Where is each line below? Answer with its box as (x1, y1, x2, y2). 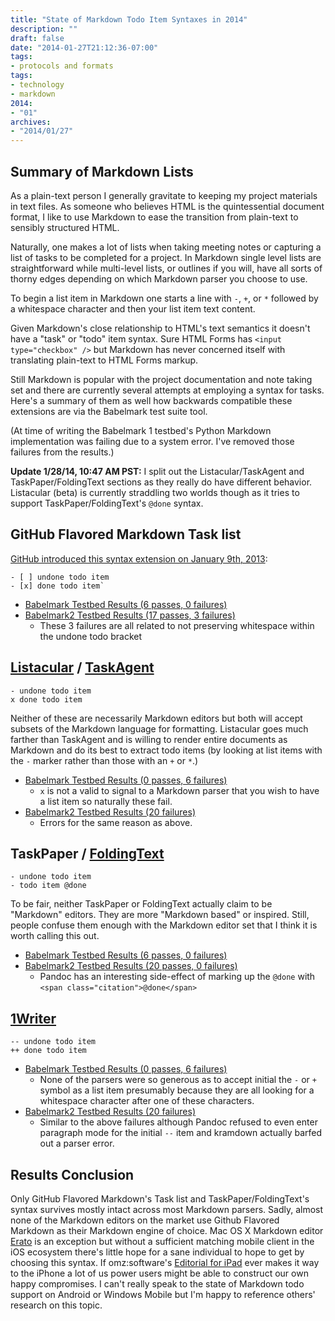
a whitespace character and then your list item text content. (10, 302, 256, 315)
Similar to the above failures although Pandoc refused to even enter (39, 1116, 318, 1128)
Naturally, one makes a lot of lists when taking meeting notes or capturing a (10, 241, 322, 253)
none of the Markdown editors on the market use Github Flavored (10, 1214, 280, 1226)
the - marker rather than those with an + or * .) (10, 754, 199, 766)
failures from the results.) (10, 446, 115, 458)
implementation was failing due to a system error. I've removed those (10, 435, 295, 447)
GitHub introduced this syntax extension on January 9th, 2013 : (10, 552, 268, 565)
